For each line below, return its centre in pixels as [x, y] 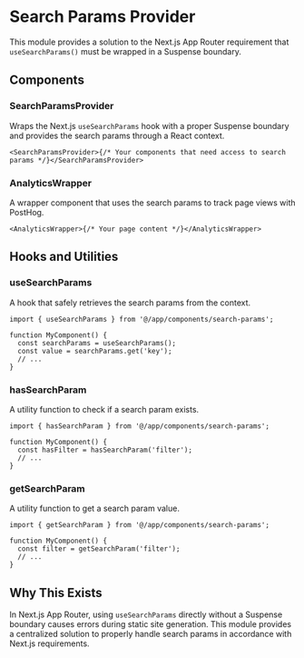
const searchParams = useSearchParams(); [97, 343]
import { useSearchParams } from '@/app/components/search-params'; [142, 319]
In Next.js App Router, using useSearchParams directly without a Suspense [146, 614]
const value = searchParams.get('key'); [95, 351]
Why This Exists [56, 593]
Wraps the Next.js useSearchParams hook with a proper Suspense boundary [149, 125]
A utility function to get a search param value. [94, 508]
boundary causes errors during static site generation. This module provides [151, 624]
